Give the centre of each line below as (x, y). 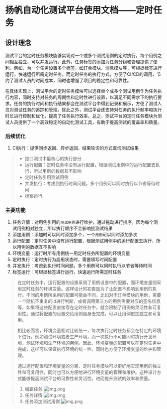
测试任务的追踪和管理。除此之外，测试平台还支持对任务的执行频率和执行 (88, 110)
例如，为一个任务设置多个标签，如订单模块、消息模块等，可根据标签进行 (88, 68)
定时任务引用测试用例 (46, 177)
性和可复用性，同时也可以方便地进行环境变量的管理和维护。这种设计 (87, 372)
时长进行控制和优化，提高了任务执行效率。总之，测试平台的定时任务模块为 (81, 116)
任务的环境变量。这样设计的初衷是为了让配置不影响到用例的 (91, 288)
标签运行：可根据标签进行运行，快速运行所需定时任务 (67, 272)
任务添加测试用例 (42, 401)
